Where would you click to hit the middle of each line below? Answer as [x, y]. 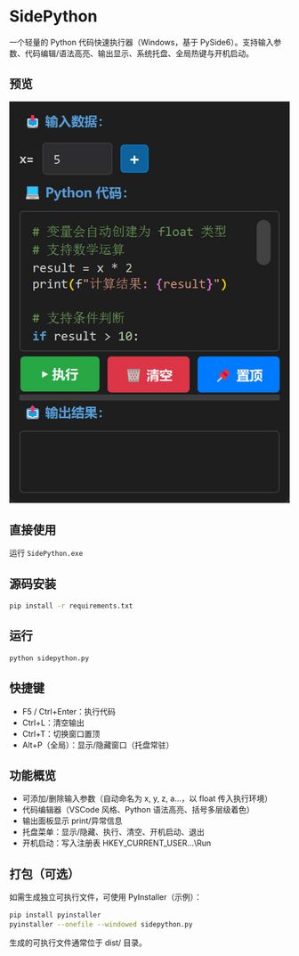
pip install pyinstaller [55, 915]
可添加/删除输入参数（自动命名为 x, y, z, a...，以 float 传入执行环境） [147, 798]
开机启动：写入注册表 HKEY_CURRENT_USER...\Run [117, 843]
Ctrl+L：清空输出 [53, 723]
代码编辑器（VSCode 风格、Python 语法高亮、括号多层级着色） [138, 810]
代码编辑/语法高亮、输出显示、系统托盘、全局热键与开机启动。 [139, 53]
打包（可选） [44, 874]
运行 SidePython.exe [46, 553]
